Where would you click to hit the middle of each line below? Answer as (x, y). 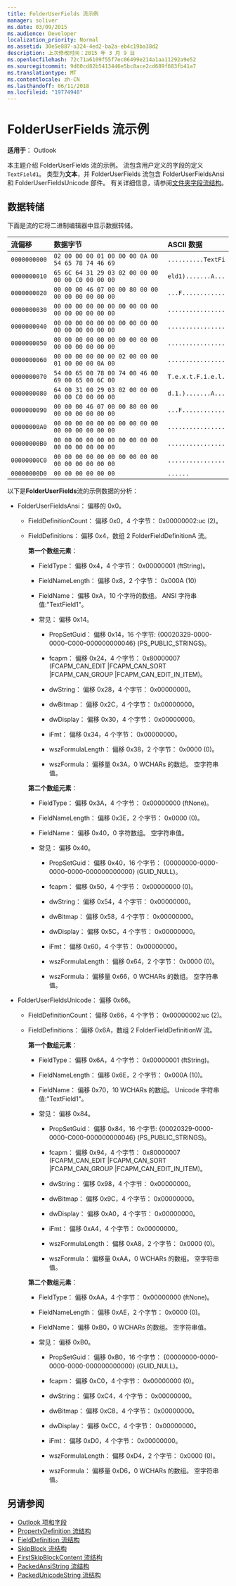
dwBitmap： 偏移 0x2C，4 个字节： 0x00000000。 (124, 704)
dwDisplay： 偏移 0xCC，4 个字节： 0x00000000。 (124, 1425)
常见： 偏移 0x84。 (66, 1113)
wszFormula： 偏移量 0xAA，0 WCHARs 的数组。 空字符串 (134, 1259)
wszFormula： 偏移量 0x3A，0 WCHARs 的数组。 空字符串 (134, 764)
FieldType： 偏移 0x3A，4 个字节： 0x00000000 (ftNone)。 (125, 803)
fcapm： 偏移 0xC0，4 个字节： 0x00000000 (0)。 (123, 1380)
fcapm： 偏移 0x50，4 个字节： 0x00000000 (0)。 (123, 886)
